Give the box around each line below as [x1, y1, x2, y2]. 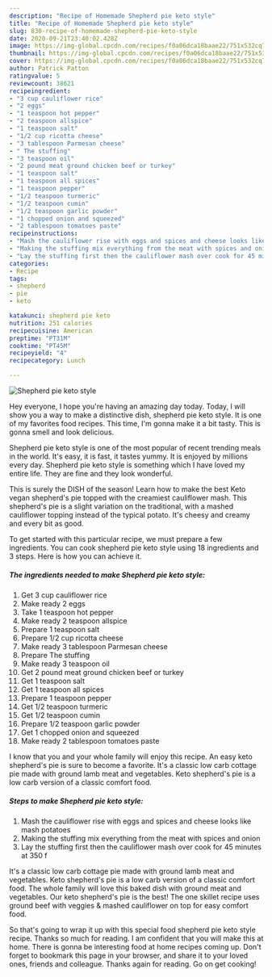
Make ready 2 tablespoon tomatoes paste [20, 736, 160, 745]
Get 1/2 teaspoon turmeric [20, 702, 108, 711]
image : [9, 42, 31, 50]
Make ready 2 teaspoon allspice [20, 615, 128, 626]
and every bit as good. [9, 518, 84, 528]
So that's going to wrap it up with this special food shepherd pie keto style [9, 925, 257, 934]
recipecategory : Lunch [9, 357, 86, 365]
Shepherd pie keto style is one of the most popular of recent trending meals [9, 443, 262, 452]
